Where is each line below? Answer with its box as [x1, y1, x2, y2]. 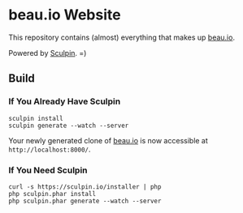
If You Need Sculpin [8, 164, 88, 176]
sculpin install [8, 114, 63, 122]
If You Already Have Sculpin [8, 96, 121, 107]
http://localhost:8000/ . [8, 144, 91, 154]
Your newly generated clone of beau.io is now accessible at [8, 135, 209, 145]
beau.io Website [8, 6, 121, 24]
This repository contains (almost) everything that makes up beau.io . [8, 32, 236, 42]
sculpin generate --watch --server [8, 121, 129, 130]
